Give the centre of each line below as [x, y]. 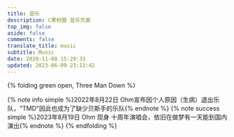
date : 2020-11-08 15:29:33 [46, 59]
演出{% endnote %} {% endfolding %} [62, 125]
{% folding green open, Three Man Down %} [72, 85]
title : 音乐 [23, 14]
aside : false [26, 33]
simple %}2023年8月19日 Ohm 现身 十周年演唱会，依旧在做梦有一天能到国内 [117, 117]
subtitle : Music [31, 53]
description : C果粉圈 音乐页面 [49, 20]
